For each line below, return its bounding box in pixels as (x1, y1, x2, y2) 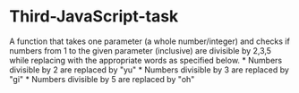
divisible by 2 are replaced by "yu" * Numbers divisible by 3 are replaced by (9, 64, 289, 75)
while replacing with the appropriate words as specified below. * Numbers (9, 55, 283, 65)
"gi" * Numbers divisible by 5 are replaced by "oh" (9, 73, 195, 84)
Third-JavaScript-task (9, 6, 179, 27)
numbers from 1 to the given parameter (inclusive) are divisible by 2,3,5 (9, 45, 271, 55)
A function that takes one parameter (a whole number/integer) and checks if (9, 36, 291, 46)
